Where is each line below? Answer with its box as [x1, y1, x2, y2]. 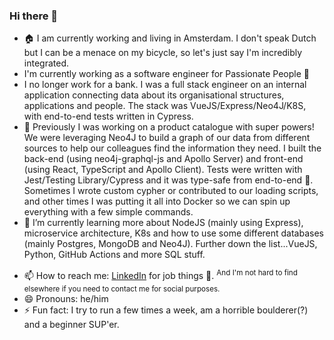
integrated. [23, 57, 69, 69]
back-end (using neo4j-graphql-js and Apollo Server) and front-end [23, 153, 304, 165]
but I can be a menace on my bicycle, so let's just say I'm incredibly [23, 47, 303, 59]
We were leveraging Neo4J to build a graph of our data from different [23, 132, 311, 144]
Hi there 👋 [9, 9, 59, 23]
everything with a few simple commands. [23, 206, 194, 218]
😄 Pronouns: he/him [23, 292, 109, 304]
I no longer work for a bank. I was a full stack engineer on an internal [23, 79, 307, 91]
